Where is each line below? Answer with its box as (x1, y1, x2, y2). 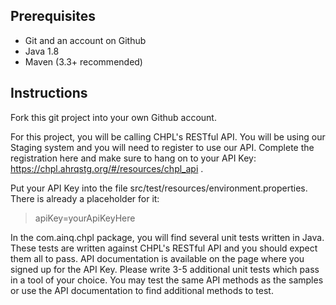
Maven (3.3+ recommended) (24, 55, 143, 68)
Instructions (10, 85, 88, 102)
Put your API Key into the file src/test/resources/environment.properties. (10, 182, 308, 194)
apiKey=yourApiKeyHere (34, 212, 136, 224)
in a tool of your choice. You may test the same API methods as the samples (10, 274, 324, 286)
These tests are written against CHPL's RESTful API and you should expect (10, 242, 318, 254)
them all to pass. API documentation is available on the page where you (10, 252, 305, 264)
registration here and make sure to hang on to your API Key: (10, 152, 257, 164)
